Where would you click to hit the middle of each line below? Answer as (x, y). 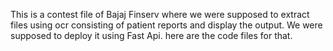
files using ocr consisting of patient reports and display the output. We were (166, 25)
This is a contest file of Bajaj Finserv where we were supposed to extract (160, 14)
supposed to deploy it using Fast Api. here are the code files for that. (151, 35)
